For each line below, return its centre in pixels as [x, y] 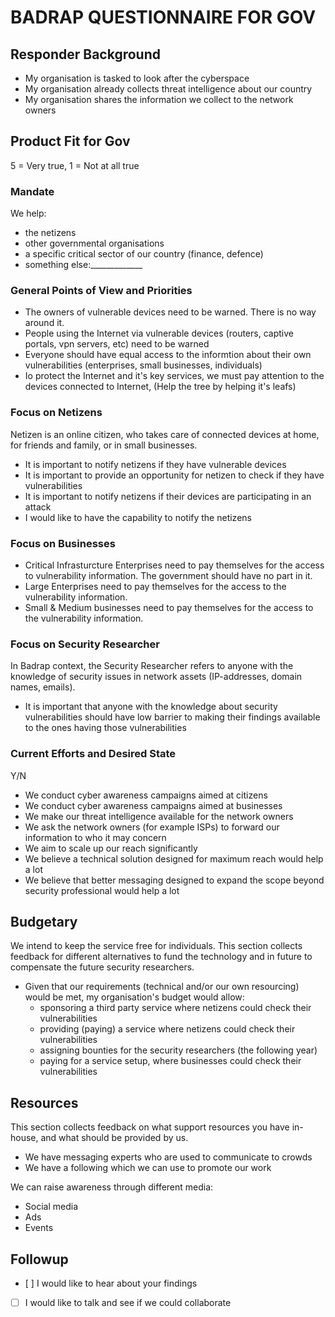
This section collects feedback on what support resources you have [150, 1127]
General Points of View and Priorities [101, 291]
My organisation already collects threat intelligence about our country [168, 89]
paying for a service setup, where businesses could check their [170, 1061]
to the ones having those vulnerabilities [105, 728]
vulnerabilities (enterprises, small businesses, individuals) [143, 365]
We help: [28, 213]
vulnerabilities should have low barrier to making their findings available [172, 717]
